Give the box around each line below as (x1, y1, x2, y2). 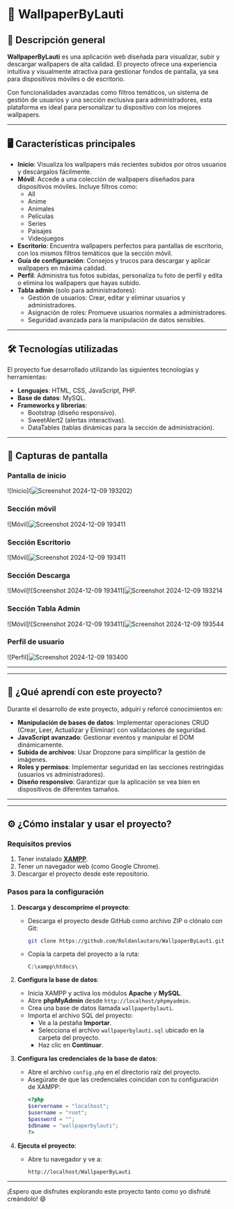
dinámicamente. (17, 740, 64, 749)
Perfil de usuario (7, 637, 65, 647)
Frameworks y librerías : (17, 401, 88, 409)
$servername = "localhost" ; (27, 1103, 109, 1110)
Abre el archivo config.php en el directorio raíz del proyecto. (27, 1068, 201, 1077)
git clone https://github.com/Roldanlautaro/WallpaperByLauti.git (27, 937, 225, 944)
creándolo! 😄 (7, 1194, 47, 1203)
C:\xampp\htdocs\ (27, 964, 79, 971)
